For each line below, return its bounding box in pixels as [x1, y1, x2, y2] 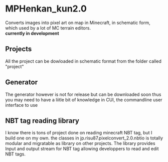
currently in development [5, 30, 59, 36]
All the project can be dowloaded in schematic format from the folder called [5, 58, 162, 64]
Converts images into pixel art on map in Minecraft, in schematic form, [5, 20, 150, 26]
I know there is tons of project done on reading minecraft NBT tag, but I [5, 130, 152, 136]
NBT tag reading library [5, 116, 79, 125]
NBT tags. [5, 151, 26, 157]
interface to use [5, 102, 38, 108]
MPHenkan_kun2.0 [5, 3, 87, 15]
